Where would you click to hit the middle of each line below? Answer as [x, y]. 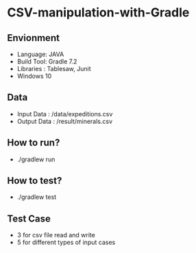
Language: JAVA [40, 54]
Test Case [29, 218]
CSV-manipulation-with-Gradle [98, 13]
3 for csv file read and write [56, 235]
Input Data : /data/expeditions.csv [65, 114]
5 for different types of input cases [66, 242]
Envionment [34, 38]
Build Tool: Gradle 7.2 [47, 62]
